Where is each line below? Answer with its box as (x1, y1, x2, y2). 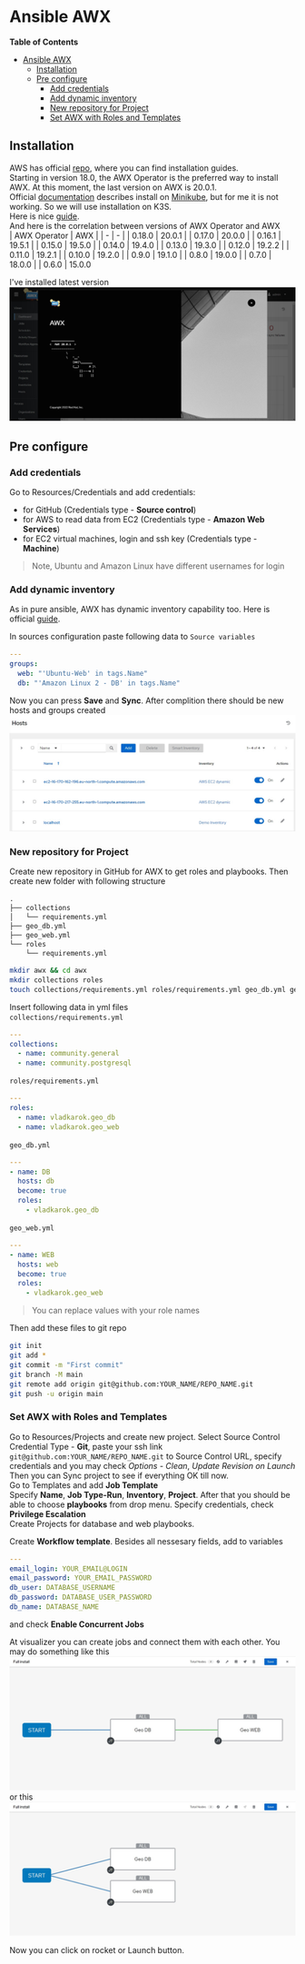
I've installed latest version (9, 276, 109, 287)
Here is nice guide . (9, 211, 80, 222)
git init (9, 1342, 43, 1351)
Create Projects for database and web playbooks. (9, 1518, 195, 1529)
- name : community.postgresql (17, 1058, 132, 1068)
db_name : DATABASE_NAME (9, 1602, 100, 1612)
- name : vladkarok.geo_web (17, 1122, 120, 1132)
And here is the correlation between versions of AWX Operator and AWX (9, 220, 280, 231)
